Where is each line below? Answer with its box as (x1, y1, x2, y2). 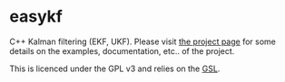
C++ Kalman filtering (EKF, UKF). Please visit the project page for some (9, 36, 277, 47)
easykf (9, 6, 64, 27)
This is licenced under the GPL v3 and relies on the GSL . (9, 63, 221, 74)
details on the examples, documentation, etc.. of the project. (9, 45, 235, 56)
